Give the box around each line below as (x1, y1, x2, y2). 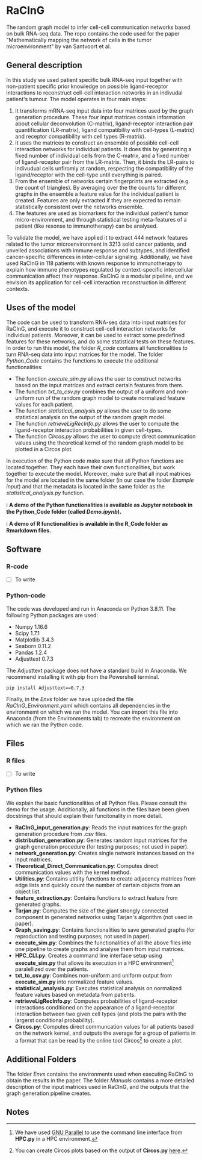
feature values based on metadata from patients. (14, 991, 136, 999)
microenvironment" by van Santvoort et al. (6, 43, 111, 50)
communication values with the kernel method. (14, 868, 131, 876)
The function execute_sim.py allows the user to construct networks (14, 375, 182, 382)
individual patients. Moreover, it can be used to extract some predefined (6, 331, 185, 338)
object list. (14, 888, 41, 895)
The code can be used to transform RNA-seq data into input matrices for (6, 319, 186, 326)
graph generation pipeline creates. (6, 1090, 92, 1097)
